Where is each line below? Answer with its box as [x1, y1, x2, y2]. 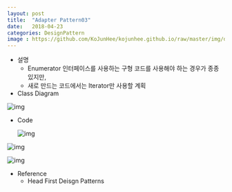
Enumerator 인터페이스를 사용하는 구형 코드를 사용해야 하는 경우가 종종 [27, 64, 220, 73]
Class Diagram [17, 89, 59, 97]
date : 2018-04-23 [7, 23, 64, 30]
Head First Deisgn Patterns [27, 177, 105, 185]
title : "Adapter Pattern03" [7, 17, 91, 23]
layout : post [7, 10, 45, 17]
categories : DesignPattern [7, 29, 85, 37]
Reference [17, 170, 47, 178]
